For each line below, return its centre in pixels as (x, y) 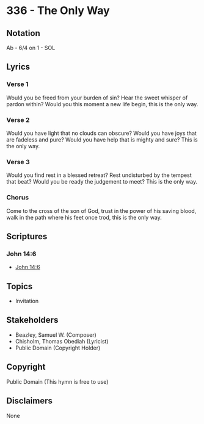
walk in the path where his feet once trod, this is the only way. (84, 217)
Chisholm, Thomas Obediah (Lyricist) (62, 341)
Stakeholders (32, 320)
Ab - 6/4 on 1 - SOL (31, 48)
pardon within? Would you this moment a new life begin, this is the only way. (102, 104)
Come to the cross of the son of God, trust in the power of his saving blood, (101, 210)
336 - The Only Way (58, 11)
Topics (20, 286)
